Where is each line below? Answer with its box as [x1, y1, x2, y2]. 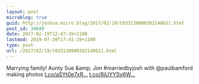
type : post [6, 43, 34, 49]
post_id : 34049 [6, 25, 45, 32]
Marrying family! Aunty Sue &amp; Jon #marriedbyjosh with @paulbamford [6, 64, 193, 71]
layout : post [6, 8, 39, 15]
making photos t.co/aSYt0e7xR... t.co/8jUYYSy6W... [6, 70, 136, 78]
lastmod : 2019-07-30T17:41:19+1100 [6, 37, 96, 43]
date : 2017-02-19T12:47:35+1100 [6, 31, 87, 37]
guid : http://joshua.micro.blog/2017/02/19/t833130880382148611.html [6, 20, 185, 26]
